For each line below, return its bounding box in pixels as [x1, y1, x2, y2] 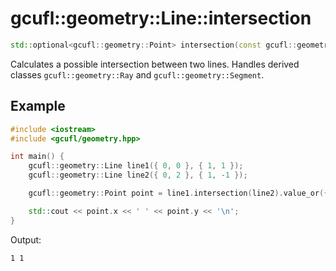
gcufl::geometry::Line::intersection [10, 7, 312, 30]
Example [10, 98, 66, 115]
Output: [10, 233, 42, 246]
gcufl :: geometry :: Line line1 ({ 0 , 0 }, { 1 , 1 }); [28, 161, 244, 171]
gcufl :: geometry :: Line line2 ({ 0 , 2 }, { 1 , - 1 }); [28, 170, 248, 181]
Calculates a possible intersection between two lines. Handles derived [10, 58, 300, 70]
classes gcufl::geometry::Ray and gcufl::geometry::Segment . [10, 68, 265, 81]
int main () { [10, 152, 65, 162]
